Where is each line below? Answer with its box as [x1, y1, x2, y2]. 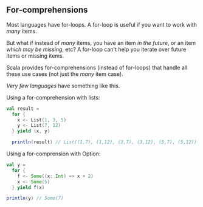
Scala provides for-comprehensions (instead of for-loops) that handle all [6, 64, 188, 71]
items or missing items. [6, 52, 64, 59]
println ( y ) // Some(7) [6, 195, 64, 202]
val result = [6, 106, 40, 112]
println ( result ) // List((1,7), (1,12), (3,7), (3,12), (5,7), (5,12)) [12, 139, 198, 145]
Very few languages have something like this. [6, 82, 120, 89]
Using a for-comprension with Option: [6, 150, 101, 157]
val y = [6, 162, 26, 168]
